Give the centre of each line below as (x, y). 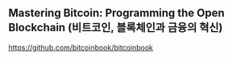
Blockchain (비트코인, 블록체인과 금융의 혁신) (116, 28)
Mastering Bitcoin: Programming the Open (117, 13)
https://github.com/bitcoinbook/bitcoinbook (81, 47)
